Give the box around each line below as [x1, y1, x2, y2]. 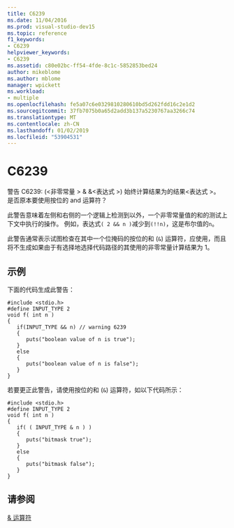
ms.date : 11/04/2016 [7, 17, 68, 24]
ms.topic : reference [7, 29, 68, 37]
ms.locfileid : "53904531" [7, 133, 82, 140]
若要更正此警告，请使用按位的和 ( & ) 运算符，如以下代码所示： [7, 386, 184, 394]
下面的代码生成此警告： [7, 285, 75, 294]
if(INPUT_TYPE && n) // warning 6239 [16, 324, 127, 331]
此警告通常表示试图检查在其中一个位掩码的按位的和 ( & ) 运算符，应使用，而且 [7, 234, 227, 243]
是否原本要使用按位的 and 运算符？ [7, 196, 108, 204]
